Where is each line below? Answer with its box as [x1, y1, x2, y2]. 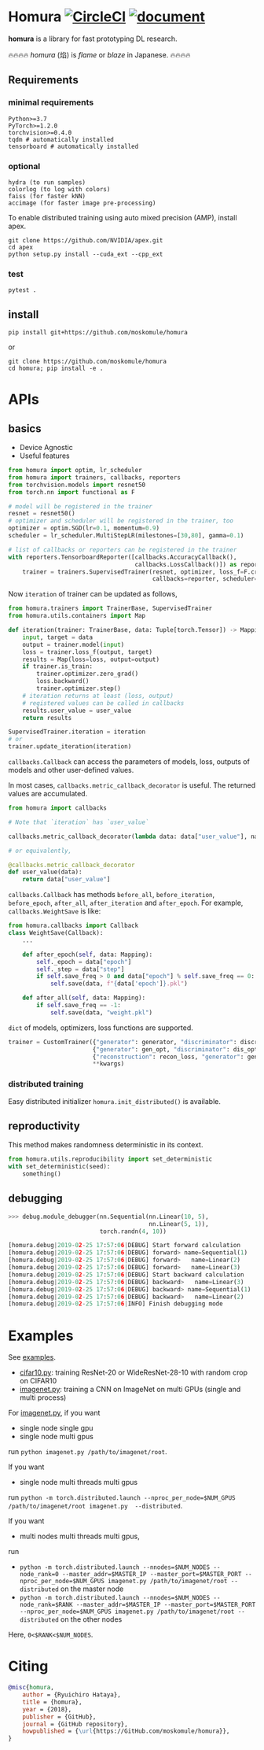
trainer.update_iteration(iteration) [8, 743, 132, 751]
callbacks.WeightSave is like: [8, 906, 101, 916]
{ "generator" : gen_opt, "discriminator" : [92, 1045, 230, 1054]
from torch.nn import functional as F [8, 488, 135, 496]
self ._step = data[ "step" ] [36, 965, 125, 973]
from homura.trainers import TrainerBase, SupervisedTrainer [8, 604, 213, 613]
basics [8, 422, 42, 435]
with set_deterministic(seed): [8, 1163, 111, 1171]
